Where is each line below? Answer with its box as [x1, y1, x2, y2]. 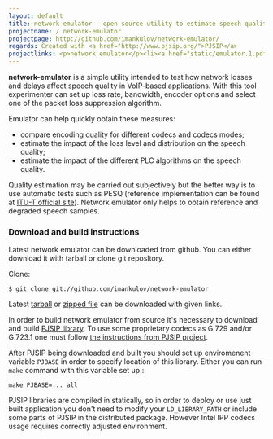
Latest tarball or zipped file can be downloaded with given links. [8, 299, 223, 309]
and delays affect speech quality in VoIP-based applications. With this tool [8, 81, 258, 90]
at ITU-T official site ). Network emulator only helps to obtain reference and [8, 197, 258, 207]
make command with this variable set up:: [8, 366, 145, 375]
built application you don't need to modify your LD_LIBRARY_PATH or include [8, 404, 258, 414]
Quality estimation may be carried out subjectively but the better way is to [8, 180, 256, 190]
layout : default [8, 11, 63, 20]
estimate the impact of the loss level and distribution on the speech [19, 138, 245, 147]
